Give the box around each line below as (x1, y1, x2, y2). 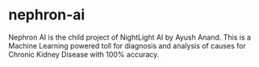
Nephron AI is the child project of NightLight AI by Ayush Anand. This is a (8, 32, 252, 42)
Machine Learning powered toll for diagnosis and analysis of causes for (8, 40, 246, 50)
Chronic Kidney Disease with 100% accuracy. (8, 49, 160, 59)
